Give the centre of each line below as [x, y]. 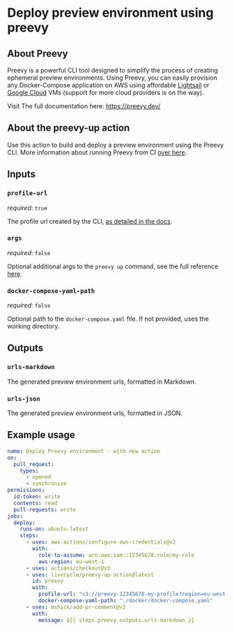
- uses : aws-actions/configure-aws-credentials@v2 [101, 542]
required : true [27, 208]
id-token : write [37, 497]
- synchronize [46, 484]
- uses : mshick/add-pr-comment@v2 [76, 607]
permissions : [26, 491]
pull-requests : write [45, 509]
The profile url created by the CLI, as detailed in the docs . [90, 221]
